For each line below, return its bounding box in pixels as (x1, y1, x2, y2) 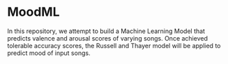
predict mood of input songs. (7, 49, 91, 57)
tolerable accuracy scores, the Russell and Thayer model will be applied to (7, 41, 221, 50)
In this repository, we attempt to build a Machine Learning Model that (7, 27, 206, 35)
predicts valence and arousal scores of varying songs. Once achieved (7, 34, 208, 42)
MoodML (7, 4, 60, 20)
